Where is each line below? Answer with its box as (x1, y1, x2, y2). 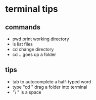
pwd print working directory (12, 36, 69, 42)
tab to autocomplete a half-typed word (12, 78, 92, 84)
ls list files (12, 41, 33, 47)
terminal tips (5, 3, 58, 15)
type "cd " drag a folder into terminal (12, 84, 88, 90)
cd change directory (12, 47, 54, 52)
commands (5, 23, 41, 31)
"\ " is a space (12, 89, 42, 95)
